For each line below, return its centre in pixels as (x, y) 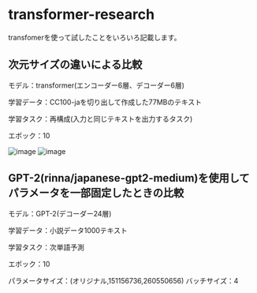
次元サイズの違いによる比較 (75, 65)
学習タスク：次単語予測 (46, 247)
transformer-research (82, 15)
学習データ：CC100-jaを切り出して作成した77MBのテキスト (105, 102)
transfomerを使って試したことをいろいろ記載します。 (95, 37)
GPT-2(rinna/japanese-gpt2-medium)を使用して (129, 178)
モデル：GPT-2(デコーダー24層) (60, 213)
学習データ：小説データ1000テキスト (68, 230)
